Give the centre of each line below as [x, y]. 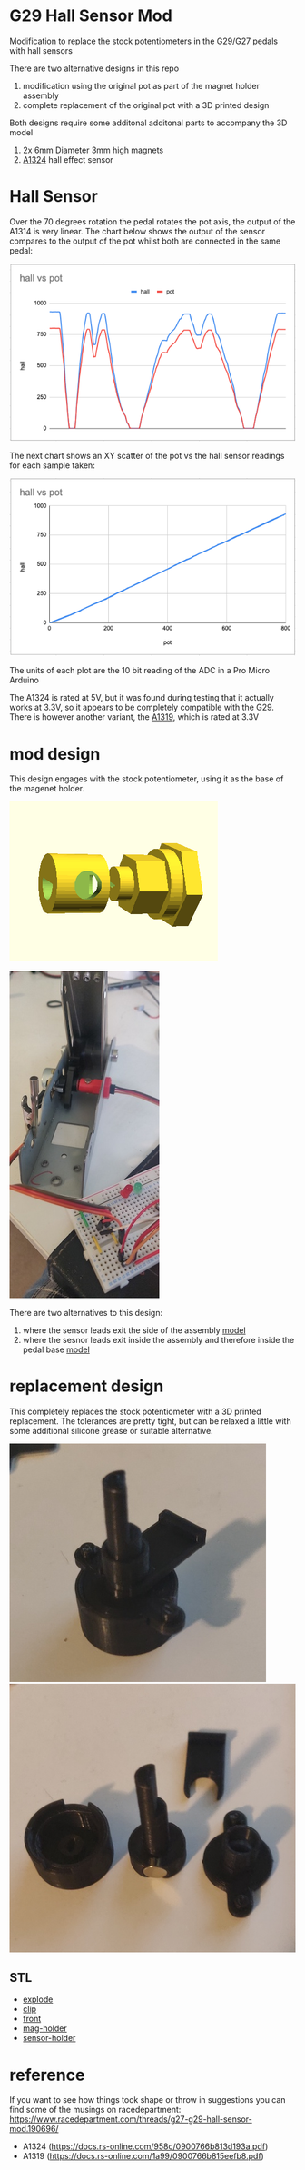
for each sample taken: [52, 465]
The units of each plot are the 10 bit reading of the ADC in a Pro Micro [140, 671]
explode [38, 1999]
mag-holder [45, 2028]
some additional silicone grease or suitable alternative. [111, 1431]
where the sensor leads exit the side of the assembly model [134, 1330]
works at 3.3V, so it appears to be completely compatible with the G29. [142, 707]
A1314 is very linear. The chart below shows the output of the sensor [138, 231]
